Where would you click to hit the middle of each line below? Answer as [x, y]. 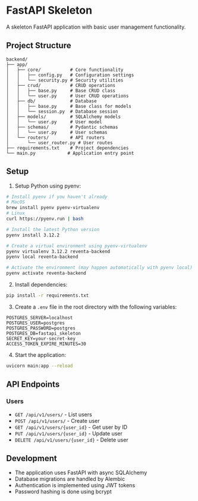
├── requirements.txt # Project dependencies [67, 148]
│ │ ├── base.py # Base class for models [69, 106]
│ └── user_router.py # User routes [59, 143]
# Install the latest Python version [53, 229]
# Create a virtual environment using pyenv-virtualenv [77, 246]
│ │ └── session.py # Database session [62, 111]
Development [32, 458]
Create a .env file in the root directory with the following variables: [96, 307]
